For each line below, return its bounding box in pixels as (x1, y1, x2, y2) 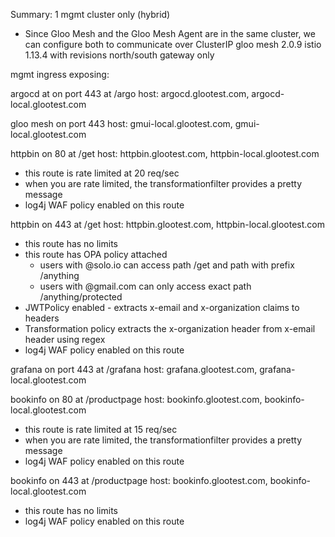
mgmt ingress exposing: (10, 69, 110, 80)
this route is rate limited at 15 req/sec (24, 424, 178, 435)
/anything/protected (39, 291, 123, 303)
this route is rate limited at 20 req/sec (24, 167, 180, 179)
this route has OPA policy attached (24, 249, 168, 260)
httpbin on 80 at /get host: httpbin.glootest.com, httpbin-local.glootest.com (10, 148, 320, 159)
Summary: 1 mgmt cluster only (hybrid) (10, 9, 171, 20)
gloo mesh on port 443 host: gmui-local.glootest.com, (10, 118, 233, 129)
